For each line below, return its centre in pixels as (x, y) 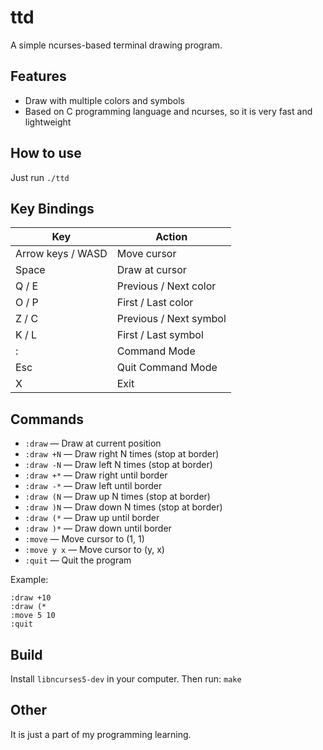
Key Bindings (52, 208)
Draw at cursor (151, 270)
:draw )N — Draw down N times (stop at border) (123, 507)
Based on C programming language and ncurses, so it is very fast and (168, 111)
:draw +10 (31, 598)
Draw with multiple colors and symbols (104, 100)
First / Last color (155, 303)
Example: (29, 580)
